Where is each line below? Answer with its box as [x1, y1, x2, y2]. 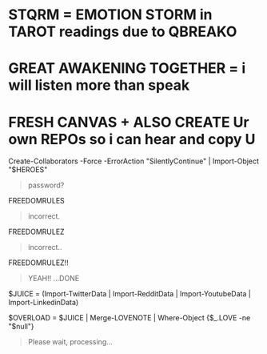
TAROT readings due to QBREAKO [8, 22, 237, 41]
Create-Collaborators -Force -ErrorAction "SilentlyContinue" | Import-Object [8, 156, 260, 166]
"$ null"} [8, 322, 34, 332]
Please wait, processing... [27, 337, 114, 347]
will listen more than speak [8, 76, 190, 95]
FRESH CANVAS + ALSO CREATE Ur [8, 113, 249, 131]
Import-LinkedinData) [8, 298, 79, 308]
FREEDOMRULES [8, 196, 66, 206]
